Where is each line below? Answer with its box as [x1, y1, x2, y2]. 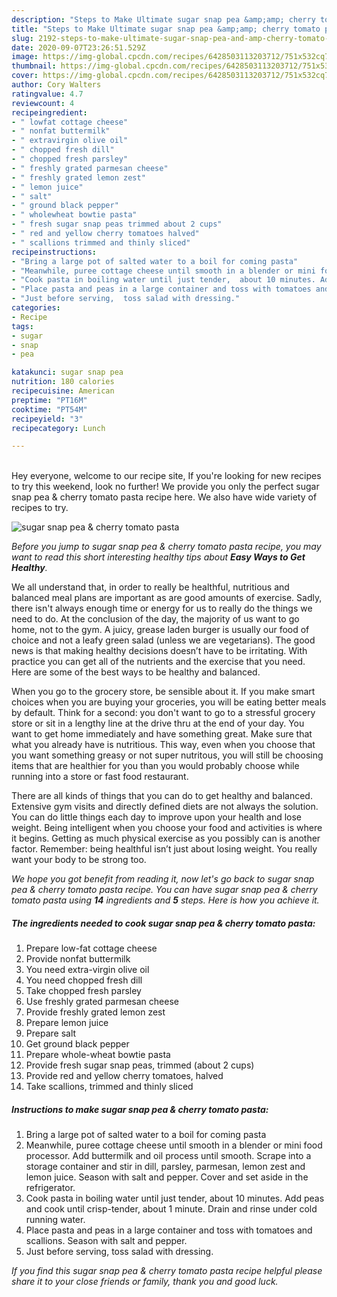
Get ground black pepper [25, 1038, 130, 1050]
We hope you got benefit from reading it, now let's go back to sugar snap [11, 873, 315, 885]
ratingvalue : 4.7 [11, 89, 84, 99]
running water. [25, 1214, 86, 1226]
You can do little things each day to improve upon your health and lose [11, 811, 303, 823]
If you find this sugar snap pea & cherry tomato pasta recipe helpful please [11, 1265, 323, 1277]
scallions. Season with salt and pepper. [25, 1235, 188, 1247]
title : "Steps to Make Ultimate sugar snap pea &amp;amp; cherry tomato [11, 24, 321, 34]
